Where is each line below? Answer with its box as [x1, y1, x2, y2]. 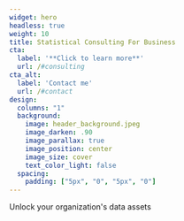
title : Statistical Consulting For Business [9, 37, 176, 47]
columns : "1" [17, 103, 65, 112]
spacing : [17, 169, 50, 178]
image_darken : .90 [25, 128, 93, 137]
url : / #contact [17, 87, 73, 95]
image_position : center [25, 144, 113, 153]
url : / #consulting [17, 63, 86, 72]
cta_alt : [9, 71, 42, 80]
